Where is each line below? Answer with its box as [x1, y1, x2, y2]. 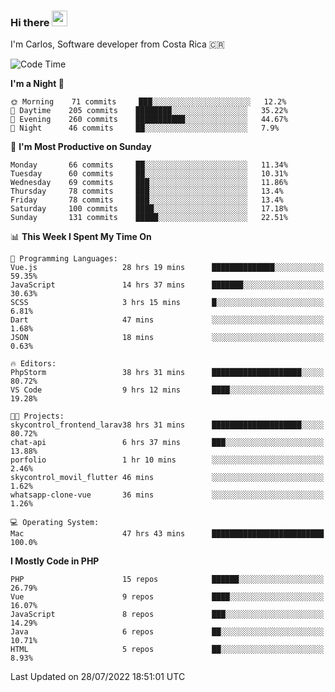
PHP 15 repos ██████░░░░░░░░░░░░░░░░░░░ [10, 575, 325, 585]
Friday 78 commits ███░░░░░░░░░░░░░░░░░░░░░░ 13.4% [10, 195, 284, 205]
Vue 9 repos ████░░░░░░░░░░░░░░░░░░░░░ [10, 592, 325, 602]
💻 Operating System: [10, 518, 100, 528]
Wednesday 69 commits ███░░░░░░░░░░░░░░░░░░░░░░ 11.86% [10, 178, 288, 188]
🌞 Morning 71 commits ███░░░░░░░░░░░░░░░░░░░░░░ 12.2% [10, 97, 287, 107]
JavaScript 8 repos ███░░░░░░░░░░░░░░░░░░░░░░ [10, 610, 325, 620]
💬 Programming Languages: [10, 254, 118, 264]
